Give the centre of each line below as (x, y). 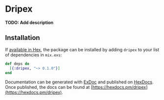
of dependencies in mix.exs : (34, 55)
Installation (23, 38)
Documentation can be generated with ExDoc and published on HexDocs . (79, 82)
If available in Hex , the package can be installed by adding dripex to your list (82, 49)
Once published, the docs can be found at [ (49, 87)
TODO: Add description (29, 22)
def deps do (17, 64)
